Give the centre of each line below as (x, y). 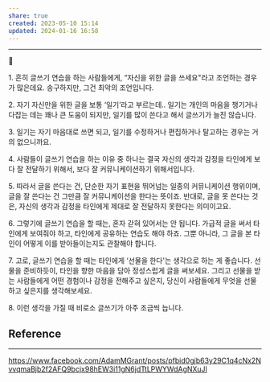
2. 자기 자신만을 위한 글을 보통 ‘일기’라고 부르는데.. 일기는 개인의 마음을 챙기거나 (133, 105)
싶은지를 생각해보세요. (57, 291)
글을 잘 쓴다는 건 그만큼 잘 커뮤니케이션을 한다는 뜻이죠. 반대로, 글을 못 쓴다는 (129, 196)
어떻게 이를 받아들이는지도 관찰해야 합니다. (90, 244)
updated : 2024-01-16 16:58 (53, 31)
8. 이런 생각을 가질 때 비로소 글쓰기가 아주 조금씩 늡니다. (96, 308)
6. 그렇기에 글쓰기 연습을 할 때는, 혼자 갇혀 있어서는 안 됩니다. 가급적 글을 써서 (130, 224)
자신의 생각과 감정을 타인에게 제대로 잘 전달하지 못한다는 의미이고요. (125, 207)
